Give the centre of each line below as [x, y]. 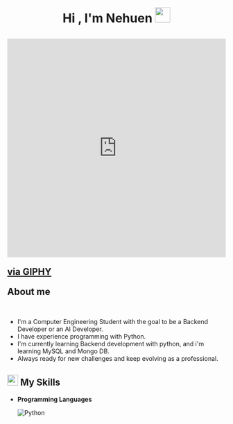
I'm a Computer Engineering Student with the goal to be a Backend [113, 322]
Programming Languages [54, 399]
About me [29, 291]
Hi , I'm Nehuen [107, 18]
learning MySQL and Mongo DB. [63, 351]
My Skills [40, 383]
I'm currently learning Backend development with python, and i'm [111, 344]
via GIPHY [29, 272]
